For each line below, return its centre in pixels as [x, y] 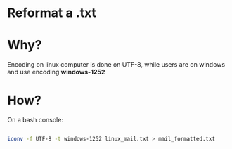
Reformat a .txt [52, 13]
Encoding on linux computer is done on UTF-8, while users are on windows [116, 65]
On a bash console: [35, 120]
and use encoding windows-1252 [56, 72]
